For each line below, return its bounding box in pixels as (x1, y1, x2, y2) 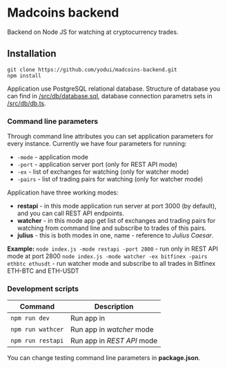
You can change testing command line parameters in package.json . (7, 354, 201, 362)
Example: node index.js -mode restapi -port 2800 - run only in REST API (7, 244, 219, 253)
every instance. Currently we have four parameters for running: (7, 140, 187, 148)
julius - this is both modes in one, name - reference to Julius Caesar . (17, 231, 214, 240)
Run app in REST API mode (70, 336, 158, 345)
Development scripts (7, 284, 79, 294)
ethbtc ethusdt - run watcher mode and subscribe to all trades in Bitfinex (7, 260, 216, 268)
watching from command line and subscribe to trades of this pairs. (17, 224, 207, 233)
